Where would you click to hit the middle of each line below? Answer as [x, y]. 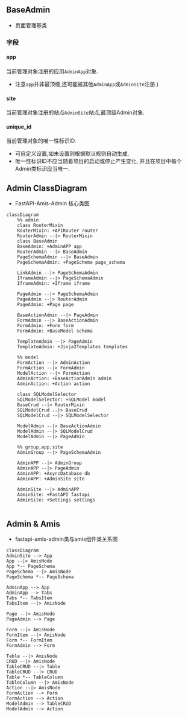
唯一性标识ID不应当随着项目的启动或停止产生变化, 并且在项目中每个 [98, 161]
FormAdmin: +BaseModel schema [55, 331]
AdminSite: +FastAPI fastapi [54, 495]
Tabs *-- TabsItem [29, 598]
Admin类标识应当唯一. [42, 169]
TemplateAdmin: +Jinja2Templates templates [73, 347]
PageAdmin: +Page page [45, 305]
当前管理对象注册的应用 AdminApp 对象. [52, 71]
